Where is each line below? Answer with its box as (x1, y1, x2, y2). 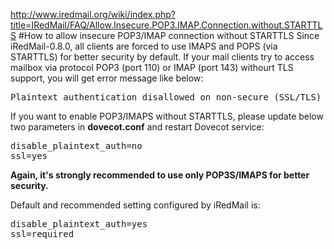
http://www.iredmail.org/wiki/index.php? (10, 9, 176, 20)
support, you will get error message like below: (10, 72, 204, 84)
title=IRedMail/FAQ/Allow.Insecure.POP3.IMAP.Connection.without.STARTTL (10, 19, 323, 31)
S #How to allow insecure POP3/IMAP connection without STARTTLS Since (10, 30, 320, 41)
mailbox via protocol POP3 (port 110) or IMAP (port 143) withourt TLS (10, 62, 294, 73)
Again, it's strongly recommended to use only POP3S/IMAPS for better (10, 169, 310, 181)
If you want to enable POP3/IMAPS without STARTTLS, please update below (10, 110, 324, 122)
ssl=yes (10, 150, 48, 161)
